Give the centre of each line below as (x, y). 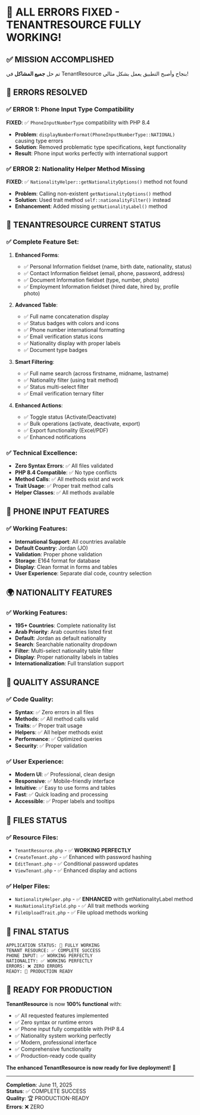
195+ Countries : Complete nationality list (65, 625)
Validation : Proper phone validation (58, 554)
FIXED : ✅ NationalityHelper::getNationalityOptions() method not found (97, 182)
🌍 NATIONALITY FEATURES (59, 593)
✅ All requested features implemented (62, 1016)
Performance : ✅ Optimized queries (58, 739)
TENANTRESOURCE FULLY (74, 25)
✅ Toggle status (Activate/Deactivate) (70, 417)
